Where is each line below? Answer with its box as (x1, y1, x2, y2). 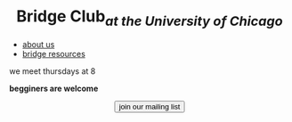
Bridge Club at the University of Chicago (16, 6, 283, 29)
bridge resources (21, 48, 86, 59)
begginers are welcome (9, 83, 99, 94)
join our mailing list (118, 102, 181, 111)
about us (21, 38, 55, 50)
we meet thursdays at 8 (9, 65, 96, 77)
